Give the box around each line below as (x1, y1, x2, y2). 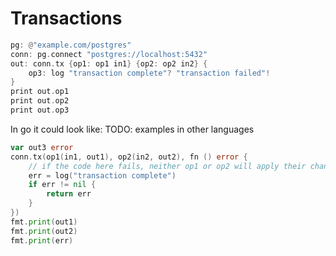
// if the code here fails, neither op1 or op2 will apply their (28, 161, 307, 171)
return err (46, 189, 92, 199)
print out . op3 (10, 105, 70, 116)
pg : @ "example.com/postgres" (10, 40, 132, 50)
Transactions (10, 7, 123, 30)
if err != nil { (28, 180, 97, 190)
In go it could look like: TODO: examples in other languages (10, 123, 255, 135)
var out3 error (10, 142, 74, 152)
